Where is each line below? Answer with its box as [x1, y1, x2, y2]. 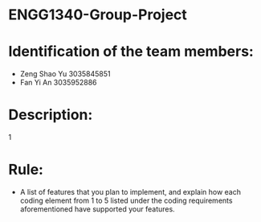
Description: [8, 106, 93, 124]
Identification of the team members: [8, 43, 255, 61]
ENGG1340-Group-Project [8, 6, 187, 24]
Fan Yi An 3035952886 [19, 78, 98, 88]
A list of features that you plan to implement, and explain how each [19, 187, 241, 196]
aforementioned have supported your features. [19, 204, 175, 214]
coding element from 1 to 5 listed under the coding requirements [19, 195, 233, 205]
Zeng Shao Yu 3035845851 [19, 69, 111, 79]
